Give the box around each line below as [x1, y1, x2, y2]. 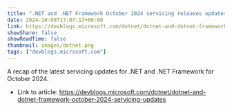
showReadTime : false [7, 36, 67, 43]
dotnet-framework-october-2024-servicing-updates [17, 95, 166, 103]
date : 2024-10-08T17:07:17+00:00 [7, 16, 104, 23]
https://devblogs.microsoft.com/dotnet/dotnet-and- [59, 87, 206, 96]
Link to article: [17, 87, 58, 96]
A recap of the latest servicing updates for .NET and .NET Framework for [7, 67, 214, 76]
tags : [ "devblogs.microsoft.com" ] [7, 49, 107, 56]
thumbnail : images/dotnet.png [7, 42, 95, 49]
